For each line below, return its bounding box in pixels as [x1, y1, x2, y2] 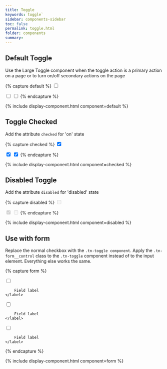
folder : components [5, 31, 46, 36]
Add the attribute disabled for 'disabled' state [5, 189, 99, 195]
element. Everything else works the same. [5, 258, 91, 264]
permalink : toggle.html [5, 26, 55, 31]
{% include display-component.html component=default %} [5, 103, 128, 109]
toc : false [5, 21, 28, 27]
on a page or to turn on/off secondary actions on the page [5, 72, 125, 78]
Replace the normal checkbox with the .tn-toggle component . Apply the [5, 248, 152, 254]
